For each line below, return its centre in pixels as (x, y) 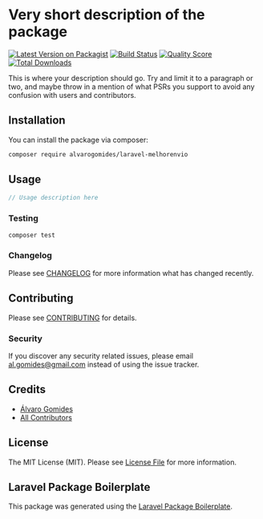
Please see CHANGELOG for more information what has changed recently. (131, 273)
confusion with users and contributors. (72, 95)
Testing (23, 218)
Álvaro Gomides (47, 409)
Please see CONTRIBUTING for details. (73, 318)
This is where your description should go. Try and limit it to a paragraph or (131, 78)
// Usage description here (53, 198)
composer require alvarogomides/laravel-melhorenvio (98, 154)
